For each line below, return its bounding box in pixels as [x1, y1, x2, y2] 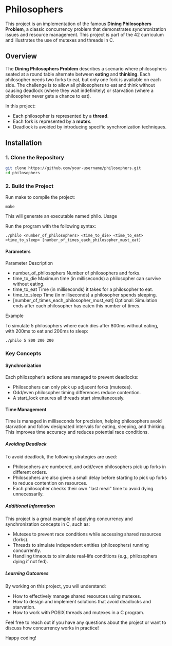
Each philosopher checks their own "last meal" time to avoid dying [12, 485, 154, 491]
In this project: [5, 103, 36, 109]
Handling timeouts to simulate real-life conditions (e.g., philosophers [12, 552, 158, 559]
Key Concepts [5, 349, 42, 357]
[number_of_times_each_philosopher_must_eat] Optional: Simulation [12, 297, 158, 303]
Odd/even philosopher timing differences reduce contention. [12, 389, 141, 395]
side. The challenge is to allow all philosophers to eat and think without [5, 82, 155, 88]
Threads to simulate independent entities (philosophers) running [12, 542, 149, 548]
